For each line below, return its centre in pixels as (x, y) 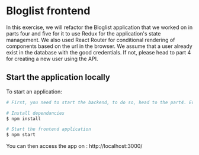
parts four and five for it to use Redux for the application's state (84, 33)
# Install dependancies (36, 113)
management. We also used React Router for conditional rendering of (91, 40)
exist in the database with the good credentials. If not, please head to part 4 (99, 52)
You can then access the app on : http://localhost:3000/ (74, 146)
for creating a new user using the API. (52, 59)
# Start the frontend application (49, 129)
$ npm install (24, 119)
